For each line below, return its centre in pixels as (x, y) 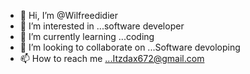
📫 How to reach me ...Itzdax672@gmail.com (112, 58)
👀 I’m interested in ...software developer (102, 26)
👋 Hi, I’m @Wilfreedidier (69, 15)
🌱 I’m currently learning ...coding (87, 36)
